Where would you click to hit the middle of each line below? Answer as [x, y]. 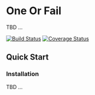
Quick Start [27, 57]
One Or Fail [34, 11]
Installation [23, 74]
